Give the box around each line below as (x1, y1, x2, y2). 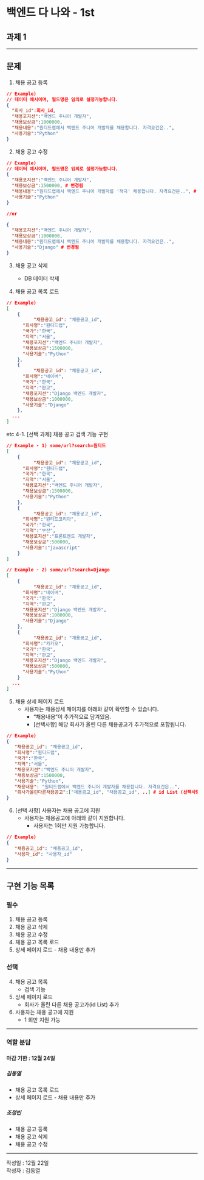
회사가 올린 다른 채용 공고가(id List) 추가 (24, 1000, 120, 1008)
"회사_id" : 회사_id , (12, 108, 56, 114)
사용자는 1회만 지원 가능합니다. (33, 822, 106, 829)
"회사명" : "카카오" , (22, 640, 64, 646)
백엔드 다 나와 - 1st (6, 5, 95, 19)
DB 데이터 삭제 (24, 275, 59, 282)
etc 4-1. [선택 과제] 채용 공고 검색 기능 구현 (6, 431, 108, 438)
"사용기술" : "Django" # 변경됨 (12, 244, 80, 250)
